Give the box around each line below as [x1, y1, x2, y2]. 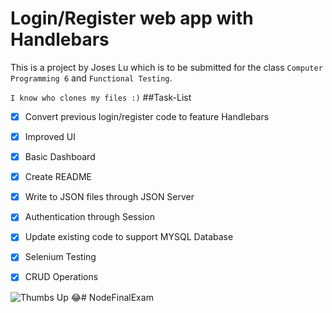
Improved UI [24, 131, 76, 142]
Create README [24, 171, 92, 183]
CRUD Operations [24, 271, 99, 283]
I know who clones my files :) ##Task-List [10, 91, 192, 103]
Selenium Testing [24, 251, 97, 263]
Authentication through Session [24, 211, 155, 223]
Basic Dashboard [24, 151, 96, 163]
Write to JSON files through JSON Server [24, 191, 195, 203]
